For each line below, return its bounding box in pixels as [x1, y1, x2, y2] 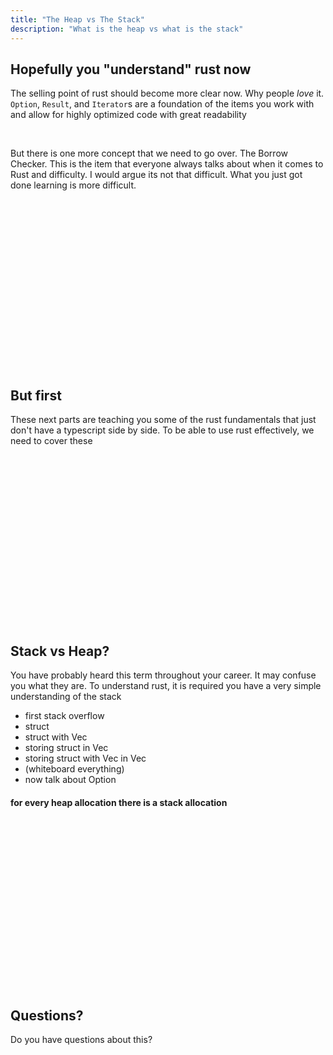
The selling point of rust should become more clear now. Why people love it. [10, 87, 325, 100]
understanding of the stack [10, 690, 122, 702]
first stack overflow [24, 709, 105, 721]
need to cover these [10, 435, 93, 447]
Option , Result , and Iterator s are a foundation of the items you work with [10, 98, 315, 110]
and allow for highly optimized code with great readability [10, 109, 247, 121]
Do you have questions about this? [10, 1033, 153, 1045]
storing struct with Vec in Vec [24, 752, 147, 764]
